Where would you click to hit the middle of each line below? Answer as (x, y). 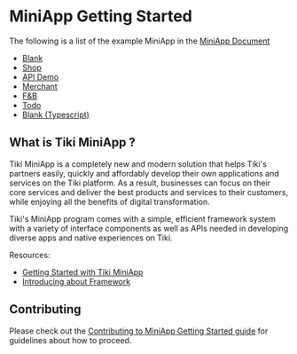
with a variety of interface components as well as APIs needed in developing (149, 228)
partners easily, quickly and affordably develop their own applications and (144, 173)
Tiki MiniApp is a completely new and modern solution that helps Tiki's (138, 164)
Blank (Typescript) (56, 114)
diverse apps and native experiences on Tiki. (91, 238)
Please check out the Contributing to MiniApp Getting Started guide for (139, 331)
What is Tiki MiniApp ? (72, 142)
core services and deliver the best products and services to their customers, (149, 192)
